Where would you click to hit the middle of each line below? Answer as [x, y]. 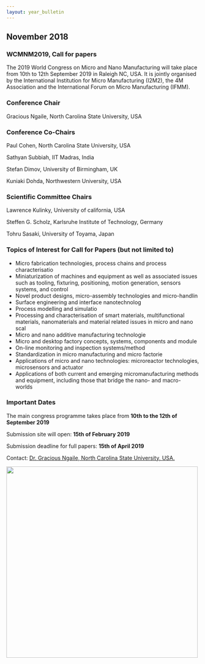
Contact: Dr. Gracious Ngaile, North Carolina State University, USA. [91, 458]
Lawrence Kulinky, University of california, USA [66, 210]
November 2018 [37, 37]
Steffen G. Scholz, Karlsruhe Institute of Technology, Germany [85, 222]
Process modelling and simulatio [56, 308]
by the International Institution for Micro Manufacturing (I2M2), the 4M [95, 81]
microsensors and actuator [49, 367]
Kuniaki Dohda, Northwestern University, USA [64, 181]
